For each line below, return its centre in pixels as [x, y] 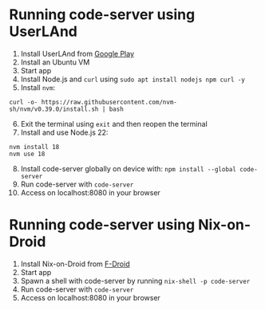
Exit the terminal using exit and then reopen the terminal [114, 124]
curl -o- [24, 102]
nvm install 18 [34, 147]
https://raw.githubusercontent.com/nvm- [109, 102]
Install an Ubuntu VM [55, 62]
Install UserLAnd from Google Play [77, 53]
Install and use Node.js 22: [64, 132]
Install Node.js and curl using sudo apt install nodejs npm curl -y [133, 79]
